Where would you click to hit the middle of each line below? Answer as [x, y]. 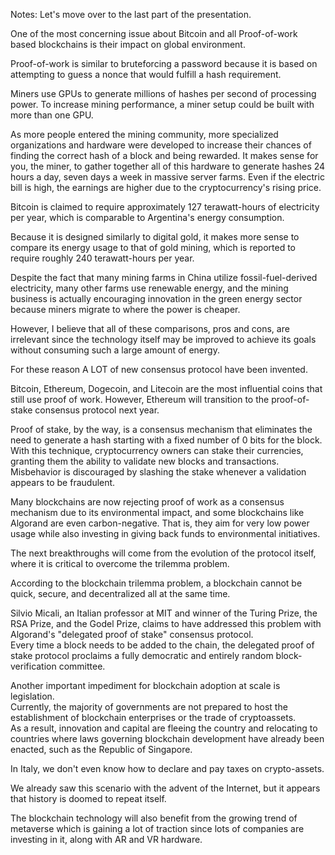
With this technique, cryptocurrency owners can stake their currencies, [157, 450]
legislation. [32, 696]
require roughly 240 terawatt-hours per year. [102, 258]
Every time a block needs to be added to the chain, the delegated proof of [162, 645]
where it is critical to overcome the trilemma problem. [120, 563]
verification [33, 666]
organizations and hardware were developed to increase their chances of [161, 145]
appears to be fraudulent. [63, 482]
